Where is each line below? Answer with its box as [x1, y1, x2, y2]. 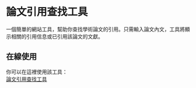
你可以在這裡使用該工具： [6, 68, 68, 75]
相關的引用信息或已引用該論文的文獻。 [10, 33, 103, 40]
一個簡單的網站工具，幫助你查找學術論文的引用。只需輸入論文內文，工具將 [6, 26, 185, 33]
